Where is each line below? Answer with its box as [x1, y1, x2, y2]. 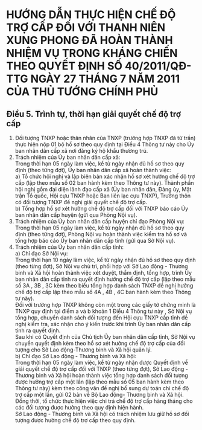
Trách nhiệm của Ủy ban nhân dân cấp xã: [14, 153, 121, 161]
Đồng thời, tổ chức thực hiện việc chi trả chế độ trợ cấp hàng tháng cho [14, 397, 193, 405]
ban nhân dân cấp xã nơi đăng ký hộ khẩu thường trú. [14, 147, 148, 154]
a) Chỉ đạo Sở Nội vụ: [14, 250, 68, 257]
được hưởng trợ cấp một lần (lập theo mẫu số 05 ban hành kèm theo [14, 378, 185, 385]
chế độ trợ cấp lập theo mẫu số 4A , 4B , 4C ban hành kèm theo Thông [14, 289, 191, 295]
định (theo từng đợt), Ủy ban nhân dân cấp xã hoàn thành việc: [14, 167, 172, 173]
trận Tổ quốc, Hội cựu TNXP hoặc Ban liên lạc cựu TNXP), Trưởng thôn [14, 192, 191, 199]
